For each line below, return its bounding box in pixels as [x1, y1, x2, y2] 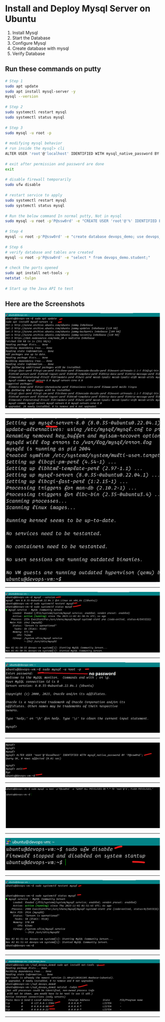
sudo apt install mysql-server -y [5, 89, 76, 94]
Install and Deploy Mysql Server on [5, 3, 151, 14]
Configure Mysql [12, 40, 47, 46]
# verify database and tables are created [5, 249, 93, 255]
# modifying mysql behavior [5, 141, 63, 146]
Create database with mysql [12, 45, 69, 51]
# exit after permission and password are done [5, 161, 105, 166]
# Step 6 [5, 245, 23, 249]
